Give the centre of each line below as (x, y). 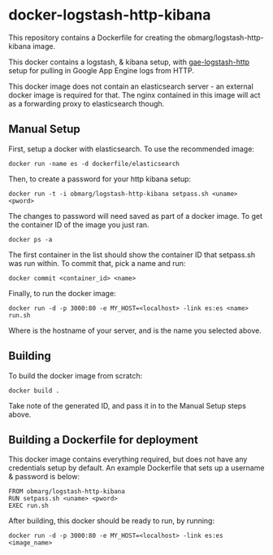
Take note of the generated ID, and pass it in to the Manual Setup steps (127, 405)
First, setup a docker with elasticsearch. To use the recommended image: (131, 149)
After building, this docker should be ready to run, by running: (112, 521)
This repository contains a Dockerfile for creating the (97, 37)
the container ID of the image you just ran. (79, 225)
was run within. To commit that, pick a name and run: (97, 263)
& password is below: (44, 477)
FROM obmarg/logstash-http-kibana (67, 492)
